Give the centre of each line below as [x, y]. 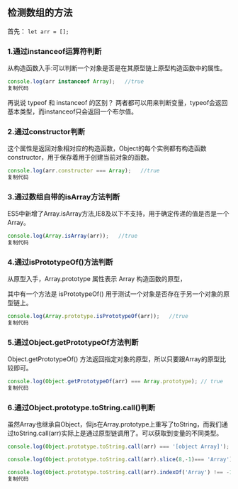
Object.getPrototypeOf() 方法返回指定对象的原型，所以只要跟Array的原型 [114, 359]
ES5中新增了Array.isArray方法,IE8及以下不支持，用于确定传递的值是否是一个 [118, 214]
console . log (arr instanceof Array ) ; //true [75, 82]
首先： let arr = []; [38, 31]
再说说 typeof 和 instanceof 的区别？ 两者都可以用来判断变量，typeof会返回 [118, 102]
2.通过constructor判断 [46, 131]
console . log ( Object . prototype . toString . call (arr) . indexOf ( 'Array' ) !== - [119, 473]
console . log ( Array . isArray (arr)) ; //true [73, 236]
